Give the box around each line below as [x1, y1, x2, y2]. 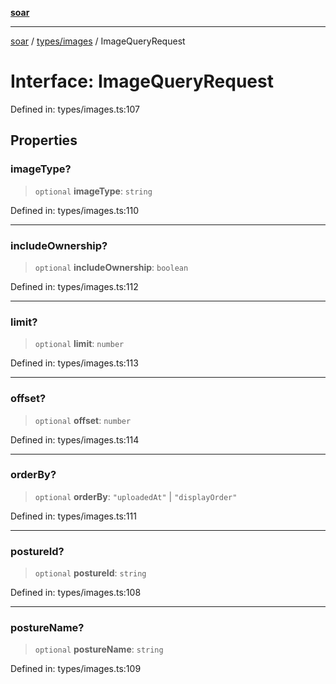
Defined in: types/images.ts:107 [10, 103, 141, 115]
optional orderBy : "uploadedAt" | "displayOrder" [34, 490, 238, 502]
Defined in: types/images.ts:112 [10, 280, 139, 292]
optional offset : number [34, 414, 132, 426]
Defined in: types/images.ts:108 [10, 587, 142, 599]
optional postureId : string [34, 567, 147, 579]
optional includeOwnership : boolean [34, 261, 189, 273]
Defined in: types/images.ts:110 [10, 204, 140, 216]
